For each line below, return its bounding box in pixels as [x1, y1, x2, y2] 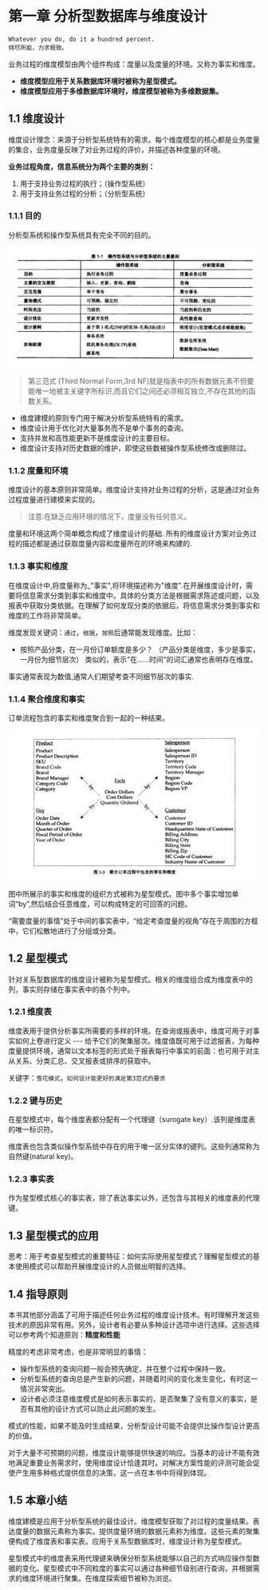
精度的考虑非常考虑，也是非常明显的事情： [8, 1347, 148, 1356]
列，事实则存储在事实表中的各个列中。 [8, 985, 134, 994]
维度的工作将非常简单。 [8, 610, 85, 620]
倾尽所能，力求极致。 [8, 43, 68, 52]
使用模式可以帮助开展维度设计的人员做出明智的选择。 [14, 1261, 190, 1272]
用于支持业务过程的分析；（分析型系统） [19, 189, 150, 198]
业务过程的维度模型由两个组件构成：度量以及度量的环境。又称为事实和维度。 [8, 59, 260, 69]
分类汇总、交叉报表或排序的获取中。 [35, 1056, 156, 1065]
